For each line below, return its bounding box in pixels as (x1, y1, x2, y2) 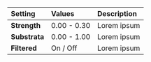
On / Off (51, 43, 78, 53)
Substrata (10, 32, 45, 41)
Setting (10, 9, 36, 18)
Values (51, 9, 75, 18)
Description (96, 9, 138, 18)
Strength (10, 21, 41, 30)
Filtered (10, 43, 37, 53)
